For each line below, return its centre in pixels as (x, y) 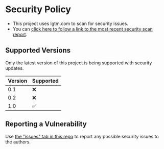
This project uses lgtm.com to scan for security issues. (71, 23)
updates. (15, 68)
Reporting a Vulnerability (46, 124)
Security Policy (38, 9)
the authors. (18, 142)
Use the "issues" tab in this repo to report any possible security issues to (82, 136)
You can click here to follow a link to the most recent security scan (83, 29)
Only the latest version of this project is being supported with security (79, 63)
